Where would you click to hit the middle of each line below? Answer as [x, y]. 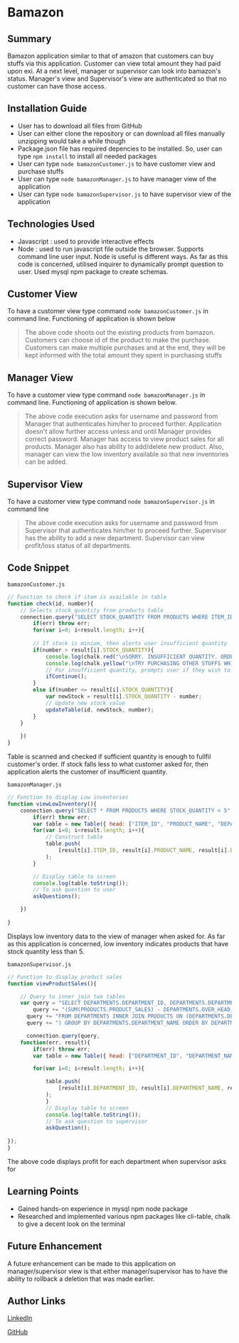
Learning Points [43, 1191]
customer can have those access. [57, 86]
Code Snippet [38, 568]
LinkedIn [20, 1318]
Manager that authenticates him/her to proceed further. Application [123, 424]
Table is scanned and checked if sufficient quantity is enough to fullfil [109, 756]
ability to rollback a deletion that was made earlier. [81, 1279]
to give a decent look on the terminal [71, 1224]
